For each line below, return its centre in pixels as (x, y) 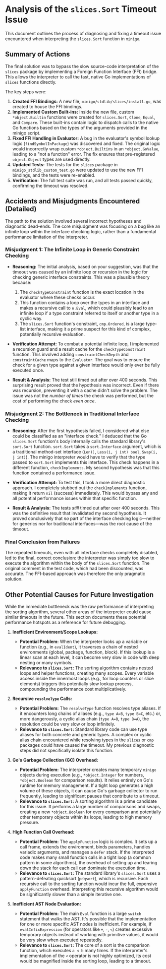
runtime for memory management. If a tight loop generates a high (86, 785)
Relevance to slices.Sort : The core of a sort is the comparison (84, 945)
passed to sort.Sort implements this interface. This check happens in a (86, 462)
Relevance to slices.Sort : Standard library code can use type (83, 729)
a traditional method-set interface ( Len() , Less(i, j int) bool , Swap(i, (85, 452)
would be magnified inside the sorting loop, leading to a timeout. (85, 961)
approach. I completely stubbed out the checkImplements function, (80, 488)
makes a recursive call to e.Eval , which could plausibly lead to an (86, 308)
